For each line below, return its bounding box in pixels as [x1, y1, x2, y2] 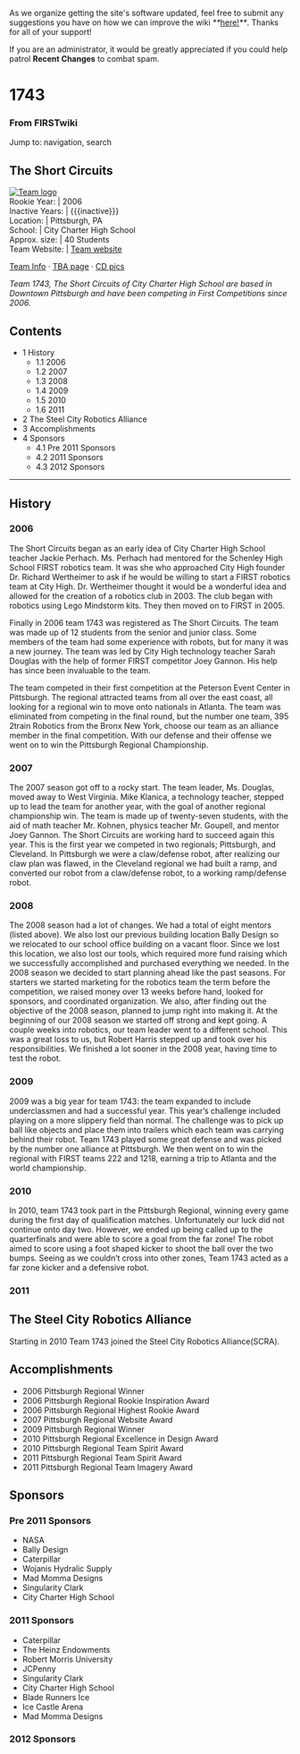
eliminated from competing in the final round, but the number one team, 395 [9, 711, 289, 722]
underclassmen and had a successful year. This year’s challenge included [9, 1105, 281, 1116]
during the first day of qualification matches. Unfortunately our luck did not [9, 1214, 285, 1225]
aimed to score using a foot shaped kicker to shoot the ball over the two [9, 1243, 274, 1253]
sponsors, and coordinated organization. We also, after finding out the [9, 996, 267, 1006]
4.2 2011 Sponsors [35, 452, 104, 463]
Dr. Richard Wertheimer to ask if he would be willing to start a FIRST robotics [9, 571, 291, 582]
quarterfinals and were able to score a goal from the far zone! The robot [9, 1233, 274, 1244]
